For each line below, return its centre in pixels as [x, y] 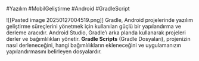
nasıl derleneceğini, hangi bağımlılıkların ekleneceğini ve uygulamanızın [94, 45]
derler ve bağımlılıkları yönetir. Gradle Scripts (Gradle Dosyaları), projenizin [98, 39]
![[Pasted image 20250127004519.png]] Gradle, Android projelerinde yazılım [100, 20]
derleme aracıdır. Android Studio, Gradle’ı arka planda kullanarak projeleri [96, 33]
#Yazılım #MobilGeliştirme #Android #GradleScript [68, 9]
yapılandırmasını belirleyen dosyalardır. [54, 52]
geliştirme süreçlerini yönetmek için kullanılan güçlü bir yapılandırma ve [94, 26]
